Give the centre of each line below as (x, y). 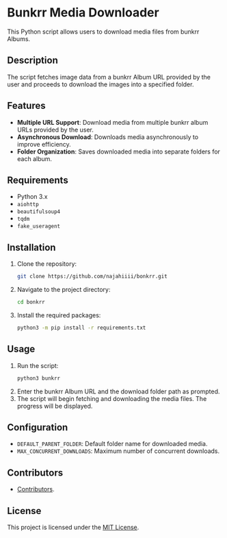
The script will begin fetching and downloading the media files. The (112, 398)
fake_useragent (39, 227)
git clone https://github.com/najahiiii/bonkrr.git (92, 277)
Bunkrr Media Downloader (83, 13)
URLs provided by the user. (55, 130)
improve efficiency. (44, 144)
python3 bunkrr (39, 378)
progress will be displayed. (55, 406)
